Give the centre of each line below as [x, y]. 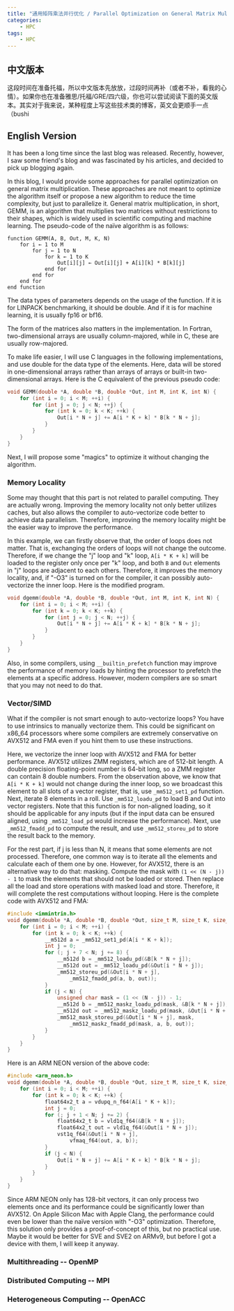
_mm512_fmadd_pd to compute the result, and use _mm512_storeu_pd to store [113, 828]
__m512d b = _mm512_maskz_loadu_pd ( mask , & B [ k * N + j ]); [143, 1004]
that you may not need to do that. [55, 685]
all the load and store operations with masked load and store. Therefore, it [113, 887]
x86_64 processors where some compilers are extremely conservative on [112, 733]
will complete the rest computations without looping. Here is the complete [113, 894]
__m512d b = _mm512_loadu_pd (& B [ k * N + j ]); [124, 959]
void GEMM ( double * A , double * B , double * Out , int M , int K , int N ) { [112, 392]
